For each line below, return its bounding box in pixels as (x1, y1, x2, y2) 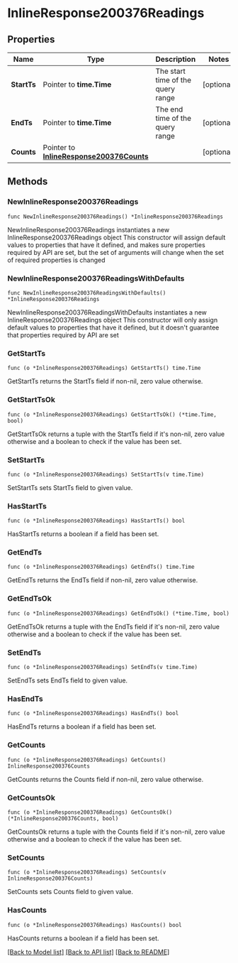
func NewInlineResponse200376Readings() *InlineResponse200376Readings (7, 213, 223, 220)
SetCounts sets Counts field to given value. (7, 888, 133, 896)
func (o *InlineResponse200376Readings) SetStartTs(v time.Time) (7, 471, 204, 478)
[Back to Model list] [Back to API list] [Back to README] (7, 947, 170, 956)
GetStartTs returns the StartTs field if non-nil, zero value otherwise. (7, 377, 203, 386)
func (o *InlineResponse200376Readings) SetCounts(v (7, 869, 166, 876)
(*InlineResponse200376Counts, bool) (7, 815, 119, 822)
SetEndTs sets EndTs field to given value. (7, 676, 128, 685)
